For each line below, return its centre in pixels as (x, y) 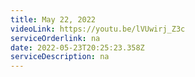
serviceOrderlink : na (55, 38)
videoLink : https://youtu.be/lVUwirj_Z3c (98, 29)
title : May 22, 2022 (53, 19)
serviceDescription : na (60, 57)
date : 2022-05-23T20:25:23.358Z (77, 47)
